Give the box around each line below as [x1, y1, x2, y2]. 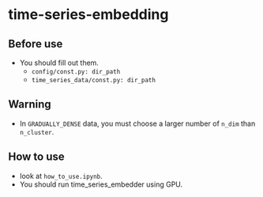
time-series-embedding [8, 6, 169, 24]
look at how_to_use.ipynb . [19, 171, 103, 180]
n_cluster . [19, 127, 54, 136]
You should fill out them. [19, 58, 99, 67]
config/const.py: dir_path [31, 68, 121, 76]
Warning [8, 97, 51, 112]
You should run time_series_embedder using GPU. [19, 180, 183, 189]
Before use [8, 37, 63, 51]
